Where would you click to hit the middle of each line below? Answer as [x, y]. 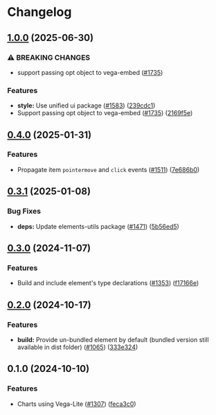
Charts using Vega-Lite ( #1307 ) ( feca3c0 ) [76, 404]
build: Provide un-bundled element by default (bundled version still [113, 339]
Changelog [39, 12]
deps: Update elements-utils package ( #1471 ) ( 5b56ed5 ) [98, 226]
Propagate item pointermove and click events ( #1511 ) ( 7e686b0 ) [108, 169]
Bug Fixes [24, 211]
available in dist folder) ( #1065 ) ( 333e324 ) [78, 347]
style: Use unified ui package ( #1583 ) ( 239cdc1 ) [86, 105]
